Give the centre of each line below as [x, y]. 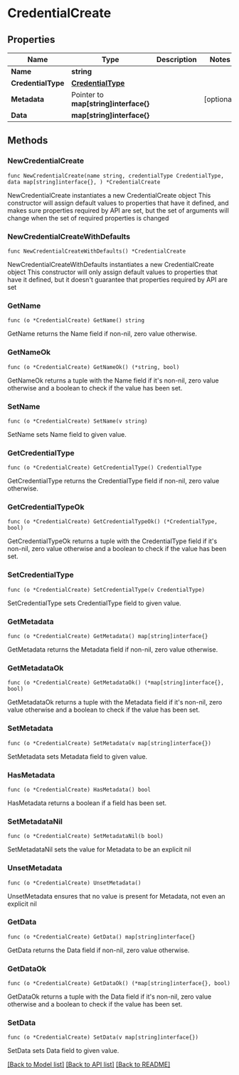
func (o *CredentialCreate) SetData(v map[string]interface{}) [103, 1038]
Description [176, 60]
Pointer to [87, 95]
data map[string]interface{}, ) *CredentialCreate [84, 182]
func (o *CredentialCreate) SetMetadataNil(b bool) [85, 837]
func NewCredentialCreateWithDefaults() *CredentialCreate [97, 251]
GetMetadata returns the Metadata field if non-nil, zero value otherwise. [113, 650]
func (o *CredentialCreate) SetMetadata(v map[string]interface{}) [110, 743]
